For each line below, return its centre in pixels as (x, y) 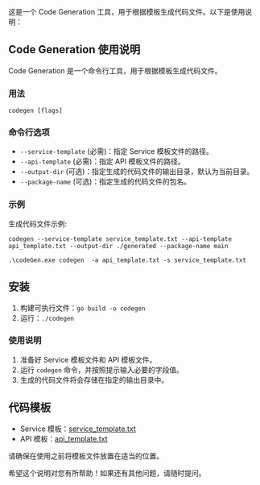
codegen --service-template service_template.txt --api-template (120, 239)
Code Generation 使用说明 (74, 50)
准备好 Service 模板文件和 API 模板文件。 (88, 359)
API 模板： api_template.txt (64, 438)
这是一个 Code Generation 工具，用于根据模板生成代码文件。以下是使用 (127, 12)
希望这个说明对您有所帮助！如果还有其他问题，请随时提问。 (107, 473)
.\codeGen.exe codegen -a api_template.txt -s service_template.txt (128, 260)
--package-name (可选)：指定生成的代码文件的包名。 (105, 182)
